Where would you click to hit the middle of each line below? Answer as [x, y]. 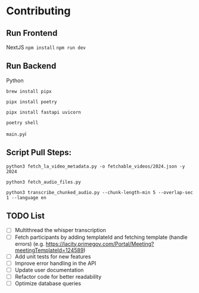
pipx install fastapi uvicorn [44, 112]
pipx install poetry [32, 102]
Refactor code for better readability [58, 276]
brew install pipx [29, 91]
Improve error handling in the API [55, 263]
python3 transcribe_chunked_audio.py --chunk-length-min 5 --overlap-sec [100, 192]
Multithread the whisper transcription [60, 230]
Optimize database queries [48, 283]
